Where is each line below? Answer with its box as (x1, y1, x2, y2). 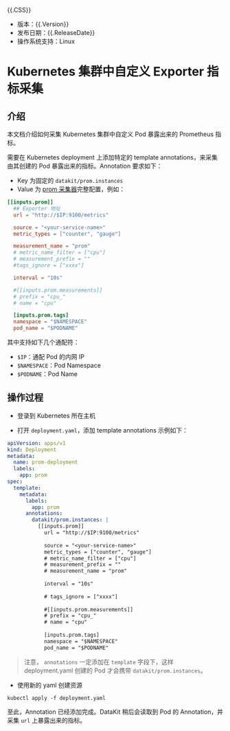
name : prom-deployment (13, 459, 78, 466)
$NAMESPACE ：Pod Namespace (16, 361, 102, 369)
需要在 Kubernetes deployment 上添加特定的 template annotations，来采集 (7, 153, 218, 161)
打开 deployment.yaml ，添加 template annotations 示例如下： (16, 426, 189, 434)
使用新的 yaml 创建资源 (16, 681, 82, 689)
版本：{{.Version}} (16, 20, 69, 28)
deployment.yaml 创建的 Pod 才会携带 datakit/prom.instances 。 (23, 666, 207, 675)
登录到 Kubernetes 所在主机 (16, 411, 96, 419)
